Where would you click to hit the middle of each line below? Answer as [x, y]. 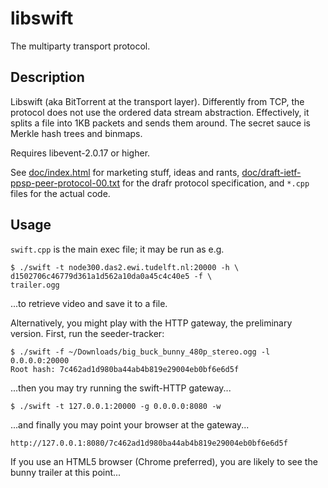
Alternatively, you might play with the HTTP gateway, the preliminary [151, 323]
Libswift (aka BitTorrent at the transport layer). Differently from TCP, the [157, 101]
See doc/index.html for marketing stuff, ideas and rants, [125, 172]
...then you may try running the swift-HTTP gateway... [121, 388]
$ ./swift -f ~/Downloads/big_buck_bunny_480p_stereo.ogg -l [140, 352]
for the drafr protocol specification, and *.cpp [216, 183]
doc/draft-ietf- [271, 172]
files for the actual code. [60, 193]
